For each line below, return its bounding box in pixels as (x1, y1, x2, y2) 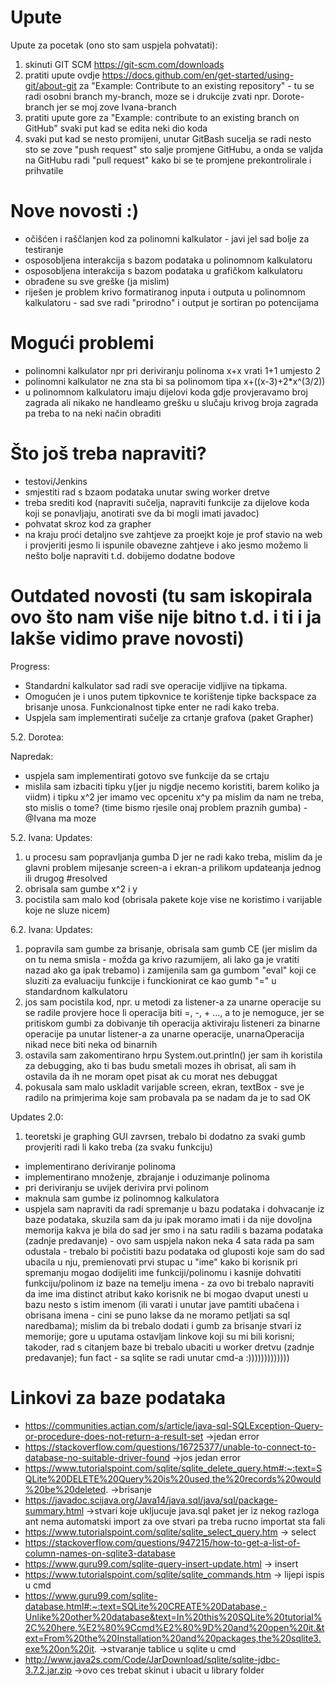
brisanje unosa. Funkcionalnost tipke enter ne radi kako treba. (24, 701, 280, 713)
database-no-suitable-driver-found (24, 1451, 171, 1463)
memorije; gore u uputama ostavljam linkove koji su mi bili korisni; (24, 1330, 295, 1342)
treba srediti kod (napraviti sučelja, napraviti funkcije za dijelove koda (24, 496, 310, 508)
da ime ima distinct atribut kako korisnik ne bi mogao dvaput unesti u (24, 1287, 309, 1300)
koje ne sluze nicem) (24, 904, 111, 916)
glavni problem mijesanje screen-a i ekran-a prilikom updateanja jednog (24, 861, 322, 873)
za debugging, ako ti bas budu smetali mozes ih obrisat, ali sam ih (24, 1059, 297, 1071)
